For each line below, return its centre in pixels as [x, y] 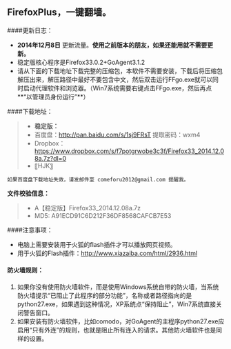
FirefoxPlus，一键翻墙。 [59, 12]
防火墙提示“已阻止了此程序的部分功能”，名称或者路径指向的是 [104, 296]
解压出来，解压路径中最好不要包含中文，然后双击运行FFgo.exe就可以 [115, 79]
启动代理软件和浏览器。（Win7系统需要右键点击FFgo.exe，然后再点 [118, 88]
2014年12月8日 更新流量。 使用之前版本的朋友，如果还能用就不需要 [112, 45]
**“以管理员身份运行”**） [53, 97]
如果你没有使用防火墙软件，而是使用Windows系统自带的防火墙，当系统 [118, 287]
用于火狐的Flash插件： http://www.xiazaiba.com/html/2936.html [107, 253]
